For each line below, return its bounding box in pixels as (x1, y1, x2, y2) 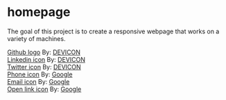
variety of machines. (7, 34, 66, 42)
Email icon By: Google (7, 77, 70, 85)
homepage (7, 4, 71, 20)
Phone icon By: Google (7, 70, 73, 78)
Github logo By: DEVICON (7, 48, 81, 56)
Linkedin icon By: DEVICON (7, 55, 85, 63)
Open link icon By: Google (7, 85, 82, 93)
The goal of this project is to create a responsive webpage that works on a (7, 27, 220, 35)
